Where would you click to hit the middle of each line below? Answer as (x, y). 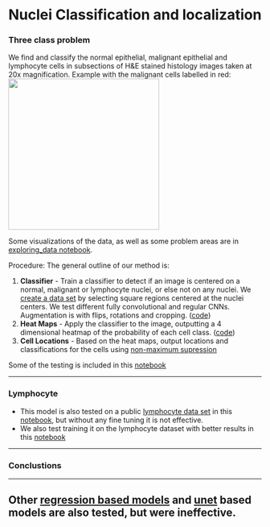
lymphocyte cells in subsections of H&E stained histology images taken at (130, 66)
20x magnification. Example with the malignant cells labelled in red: (120, 75)
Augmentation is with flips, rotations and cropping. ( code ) (115, 315)
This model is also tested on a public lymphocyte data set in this (126, 411)
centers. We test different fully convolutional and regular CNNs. (125, 307)
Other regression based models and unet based (130, 500)
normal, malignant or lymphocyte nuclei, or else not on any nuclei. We (135, 290)
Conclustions (35, 465)
